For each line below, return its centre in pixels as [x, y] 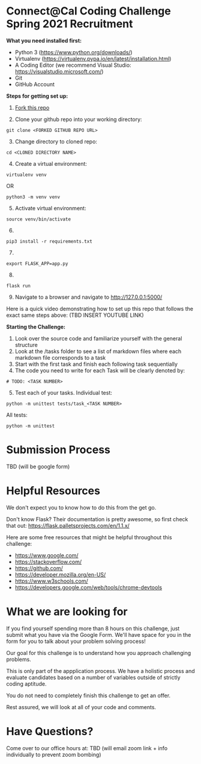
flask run [19, 286]
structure [26, 345]
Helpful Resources [53, 491]
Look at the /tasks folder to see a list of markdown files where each [98, 351]
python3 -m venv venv [33, 197]
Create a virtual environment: [51, 163]
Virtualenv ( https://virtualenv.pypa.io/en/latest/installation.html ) [93, 58]
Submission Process [58, 450]
